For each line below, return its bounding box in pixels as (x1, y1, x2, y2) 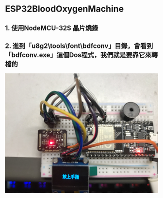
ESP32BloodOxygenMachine (5, 3, 124, 15)
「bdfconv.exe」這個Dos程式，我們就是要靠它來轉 (5, 51, 158, 59)
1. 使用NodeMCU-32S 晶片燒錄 (5, 24, 98, 32)
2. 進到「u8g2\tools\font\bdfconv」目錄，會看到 (5, 42, 153, 50)
